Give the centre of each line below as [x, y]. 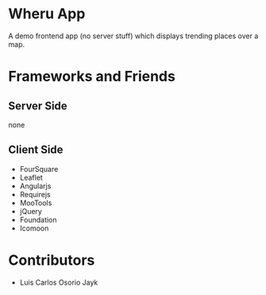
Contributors [52, 260]
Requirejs [35, 194]
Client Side [36, 150]
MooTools [36, 203]
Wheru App [47, 14]
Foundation [38, 219]
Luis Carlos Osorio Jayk [59, 282]
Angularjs [35, 186]
